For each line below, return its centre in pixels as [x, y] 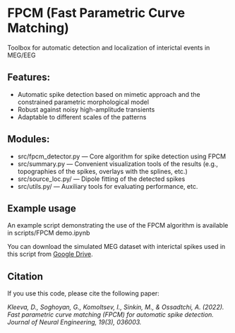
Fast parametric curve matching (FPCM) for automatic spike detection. [110, 315]
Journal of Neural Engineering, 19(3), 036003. [74, 322]
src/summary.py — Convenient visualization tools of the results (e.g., [118, 163]
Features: [29, 77]
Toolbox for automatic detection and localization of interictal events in [109, 47]
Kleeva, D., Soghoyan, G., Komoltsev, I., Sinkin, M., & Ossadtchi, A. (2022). [116, 307]
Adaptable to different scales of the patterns [82, 117]
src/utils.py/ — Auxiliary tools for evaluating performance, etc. [108, 186]
